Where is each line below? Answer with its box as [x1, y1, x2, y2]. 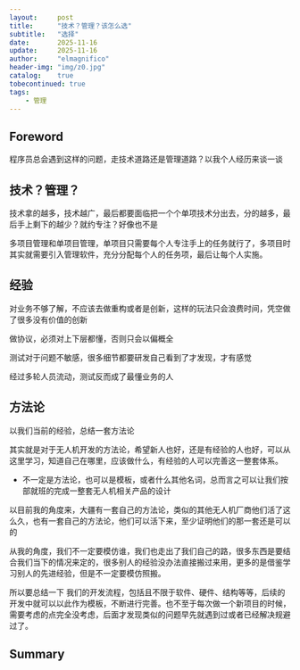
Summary [9, 647, 65, 662]
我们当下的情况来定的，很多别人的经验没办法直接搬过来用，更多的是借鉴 [16, 557, 283, 567]
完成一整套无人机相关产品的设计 [53, 485, 171, 496]
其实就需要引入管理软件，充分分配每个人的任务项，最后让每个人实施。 [9, 249, 268, 260]
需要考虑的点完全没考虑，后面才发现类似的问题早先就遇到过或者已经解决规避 [9, 608, 291, 620]
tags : [9, 87, 29, 96]
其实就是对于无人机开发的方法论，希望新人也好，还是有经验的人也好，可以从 [9, 443, 291, 455]
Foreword [9, 128, 64, 144]
